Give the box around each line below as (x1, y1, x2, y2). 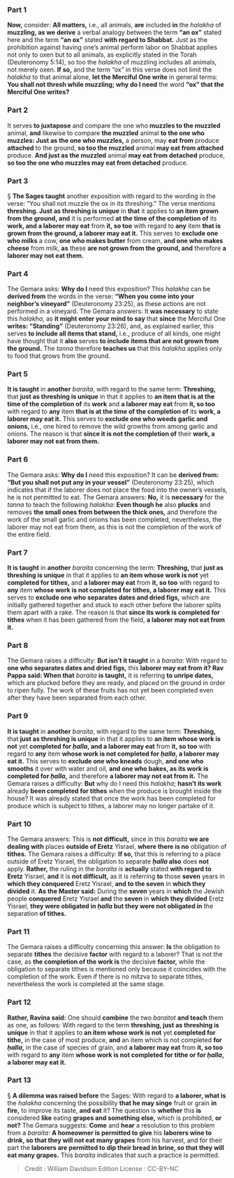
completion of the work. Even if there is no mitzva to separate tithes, (7, 972, 204, 981)
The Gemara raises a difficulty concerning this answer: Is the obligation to (7, 943, 220, 951)
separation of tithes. (7, 909, 66, 917)
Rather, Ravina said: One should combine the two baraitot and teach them (7, 1013, 224, 1022)
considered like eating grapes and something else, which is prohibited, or (7, 1114, 222, 1122)
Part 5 (7, 369, 28, 379)
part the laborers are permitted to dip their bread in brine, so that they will (7, 1143, 225, 1151)
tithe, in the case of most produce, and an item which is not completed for (7, 1035, 222, 1044)
